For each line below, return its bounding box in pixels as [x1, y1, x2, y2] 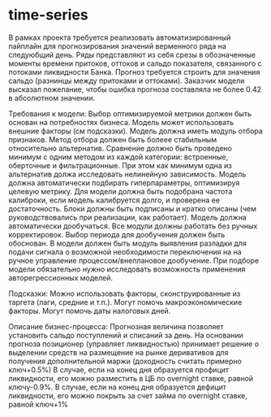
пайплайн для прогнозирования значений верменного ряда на [8, 41, 227, 50]
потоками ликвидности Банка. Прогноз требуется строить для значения [8, 67, 260, 76]
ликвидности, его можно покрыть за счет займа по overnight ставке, [8, 390, 247, 400]
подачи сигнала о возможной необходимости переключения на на [8, 246, 242, 257]
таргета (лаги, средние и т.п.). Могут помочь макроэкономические [8, 297, 243, 306]
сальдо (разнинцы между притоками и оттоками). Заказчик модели [8, 76, 245, 85]
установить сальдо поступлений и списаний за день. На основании [8, 330, 243, 340]
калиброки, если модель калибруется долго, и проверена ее [8, 195, 221, 205]
